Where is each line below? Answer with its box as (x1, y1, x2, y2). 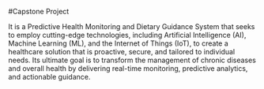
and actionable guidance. (8, 72, 91, 81)
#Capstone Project (8, 7, 70, 16)
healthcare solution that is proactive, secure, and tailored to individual (8, 47, 236, 56)
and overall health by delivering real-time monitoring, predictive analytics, (8, 64, 248, 73)
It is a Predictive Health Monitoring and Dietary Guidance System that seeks (8, 22, 255, 31)
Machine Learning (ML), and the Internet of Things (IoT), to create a (8, 39, 229, 48)
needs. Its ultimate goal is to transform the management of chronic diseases (8, 55, 257, 65)
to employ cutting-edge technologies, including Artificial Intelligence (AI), (8, 31, 247, 39)
